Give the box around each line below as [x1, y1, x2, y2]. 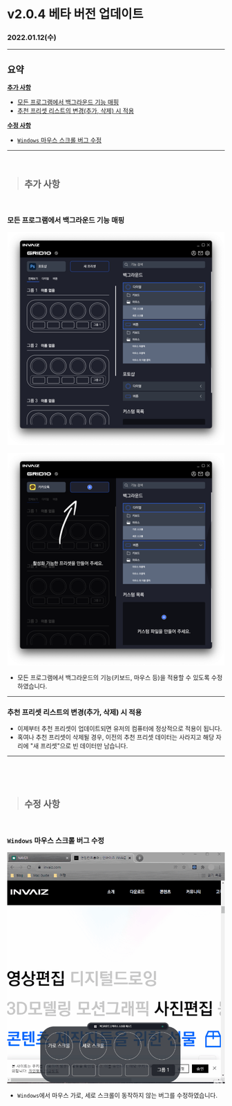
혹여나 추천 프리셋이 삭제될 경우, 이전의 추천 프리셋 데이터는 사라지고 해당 [17, 733, 215, 742]
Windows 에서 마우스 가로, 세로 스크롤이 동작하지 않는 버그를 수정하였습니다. [17, 1091, 218, 1100]
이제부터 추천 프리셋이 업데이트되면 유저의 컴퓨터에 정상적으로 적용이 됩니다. [17, 724, 222, 733]
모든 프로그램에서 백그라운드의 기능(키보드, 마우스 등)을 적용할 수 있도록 [17, 673, 210, 682]
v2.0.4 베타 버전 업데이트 [7, 6, 144, 22]
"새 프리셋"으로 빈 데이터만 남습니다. [30, 742, 128, 750]
